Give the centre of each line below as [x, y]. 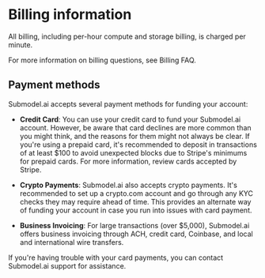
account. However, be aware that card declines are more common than [135, 127]
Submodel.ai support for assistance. [67, 265]
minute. [21, 44]
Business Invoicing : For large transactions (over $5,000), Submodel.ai [134, 225]
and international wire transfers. [72, 242]
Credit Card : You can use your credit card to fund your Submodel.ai [130, 119]
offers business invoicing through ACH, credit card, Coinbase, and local [136, 234]
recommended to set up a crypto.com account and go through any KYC [136, 193]
